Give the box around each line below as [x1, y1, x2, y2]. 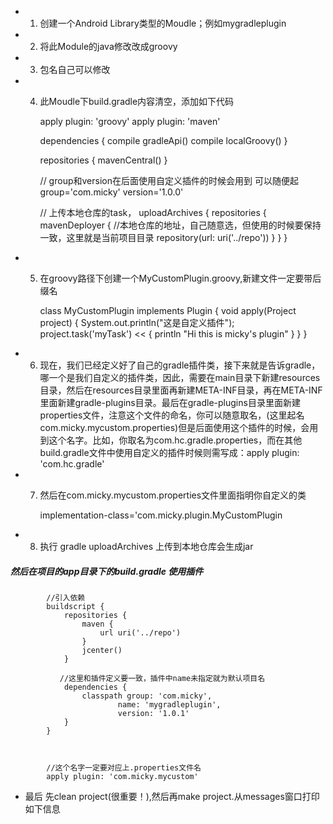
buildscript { [46, 601, 105, 611]
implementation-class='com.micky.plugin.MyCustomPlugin [39, 509, 283, 521]
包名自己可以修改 [39, 64, 111, 75]
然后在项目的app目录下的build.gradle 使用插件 [10, 565, 204, 577]
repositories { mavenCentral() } [39, 154, 168, 166]
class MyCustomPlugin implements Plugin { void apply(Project [39, 305, 297, 316]
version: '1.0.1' [117, 708, 190, 718]
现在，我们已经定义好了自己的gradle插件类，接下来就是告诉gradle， [39, 359, 321, 371]
